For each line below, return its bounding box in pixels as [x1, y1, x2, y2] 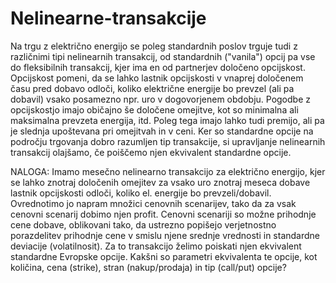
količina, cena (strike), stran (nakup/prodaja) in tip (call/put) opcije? [10, 261, 287, 273]
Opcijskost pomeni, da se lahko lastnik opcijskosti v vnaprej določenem [10, 72, 304, 84]
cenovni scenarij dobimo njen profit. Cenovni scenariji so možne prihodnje [10, 208, 317, 220]
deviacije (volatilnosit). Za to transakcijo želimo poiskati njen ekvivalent [10, 240, 302, 252]
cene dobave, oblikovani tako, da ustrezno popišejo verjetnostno [10, 218, 277, 231]
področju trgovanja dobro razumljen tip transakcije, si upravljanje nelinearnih [10, 135, 326, 147]
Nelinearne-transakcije [10, 7, 207, 30]
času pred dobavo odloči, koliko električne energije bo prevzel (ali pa [10, 82, 295, 94]
